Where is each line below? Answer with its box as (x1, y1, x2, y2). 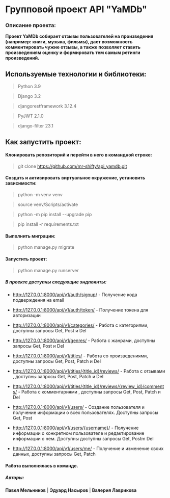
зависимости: (5, 180, 37, 187)
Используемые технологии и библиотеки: (5, 70, 147, 78)
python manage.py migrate (17, 244, 75, 250)
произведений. (5, 55, 40, 61)
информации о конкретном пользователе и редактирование (12, 430, 145, 436)
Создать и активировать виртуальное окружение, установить (5, 175, 146, 181)
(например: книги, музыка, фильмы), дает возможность (5, 39, 133, 45)
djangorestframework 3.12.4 (17, 103, 77, 109)
